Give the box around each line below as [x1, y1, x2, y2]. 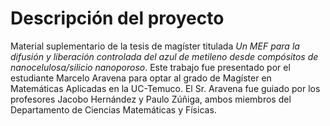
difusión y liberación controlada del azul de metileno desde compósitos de [10, 50, 319, 62]
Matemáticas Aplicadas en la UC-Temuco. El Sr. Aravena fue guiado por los [10, 82, 321, 94]
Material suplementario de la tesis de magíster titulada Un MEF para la [10, 40, 300, 52]
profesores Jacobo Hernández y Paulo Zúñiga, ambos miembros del [10, 93, 292, 105]
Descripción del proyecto [10, 7, 225, 30]
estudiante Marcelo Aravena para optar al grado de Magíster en [10, 72, 272, 84]
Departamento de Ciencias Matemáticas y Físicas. [10, 103, 217, 116]
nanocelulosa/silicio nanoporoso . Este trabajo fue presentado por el [10, 61, 291, 73]
